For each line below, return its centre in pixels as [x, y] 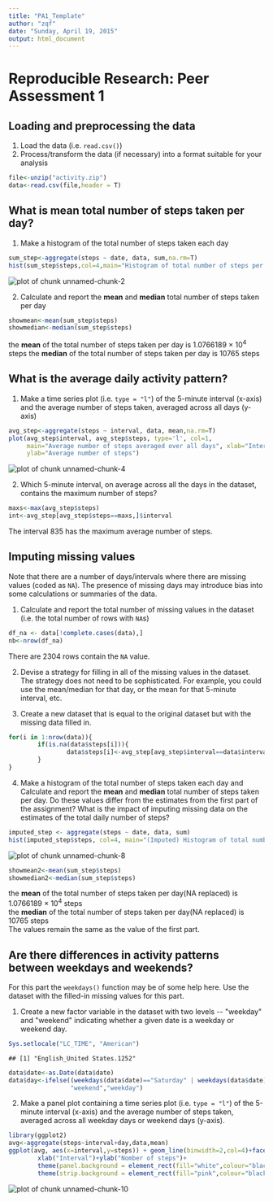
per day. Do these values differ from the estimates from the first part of [139, 800]
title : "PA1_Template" [47, 16]
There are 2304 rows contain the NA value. [79, 656]
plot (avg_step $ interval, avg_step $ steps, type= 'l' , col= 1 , [110, 438]
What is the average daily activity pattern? [118, 379]
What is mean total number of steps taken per [127, 211]
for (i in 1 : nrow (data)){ [50, 737]
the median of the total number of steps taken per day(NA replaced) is [126, 912]
